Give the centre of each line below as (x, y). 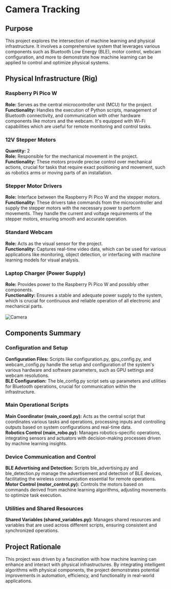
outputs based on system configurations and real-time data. (69, 427)
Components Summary (43, 333)
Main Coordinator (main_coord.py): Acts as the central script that (75, 416)
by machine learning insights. (36, 443)
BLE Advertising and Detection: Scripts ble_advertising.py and (72, 468)
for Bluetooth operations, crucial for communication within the (71, 386)
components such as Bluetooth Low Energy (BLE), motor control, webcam (83, 52)
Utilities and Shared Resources (44, 508)
